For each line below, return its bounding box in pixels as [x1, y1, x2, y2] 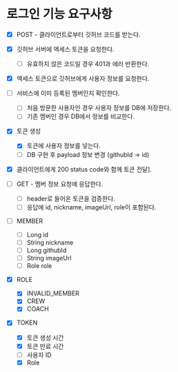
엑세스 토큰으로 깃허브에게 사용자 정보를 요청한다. [16, 74, 150, 83]
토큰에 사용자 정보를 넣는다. [26, 142, 101, 150]
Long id [26, 230, 49, 238]
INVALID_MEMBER [26, 289, 80, 298]
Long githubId [26, 246, 67, 254]
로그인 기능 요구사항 [6, 6, 113, 22]
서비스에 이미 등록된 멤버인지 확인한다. [16, 89, 120, 97]
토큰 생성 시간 [26, 333, 64, 342]
